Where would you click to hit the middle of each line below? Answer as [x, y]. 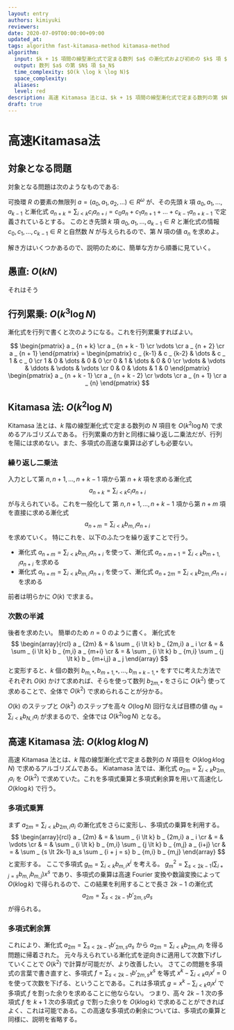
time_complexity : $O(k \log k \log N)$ [72, 72]
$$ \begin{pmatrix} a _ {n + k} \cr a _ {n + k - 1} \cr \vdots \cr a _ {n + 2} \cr [117, 346]
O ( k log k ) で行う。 [34, 789]
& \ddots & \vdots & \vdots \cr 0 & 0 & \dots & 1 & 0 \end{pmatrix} [117, 368]
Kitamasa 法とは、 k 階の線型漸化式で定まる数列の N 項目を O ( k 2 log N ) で [112, 425]
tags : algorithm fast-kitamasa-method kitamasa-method [89, 46]
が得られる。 [26, 909]
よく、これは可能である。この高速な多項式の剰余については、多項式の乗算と [117, 1011]
